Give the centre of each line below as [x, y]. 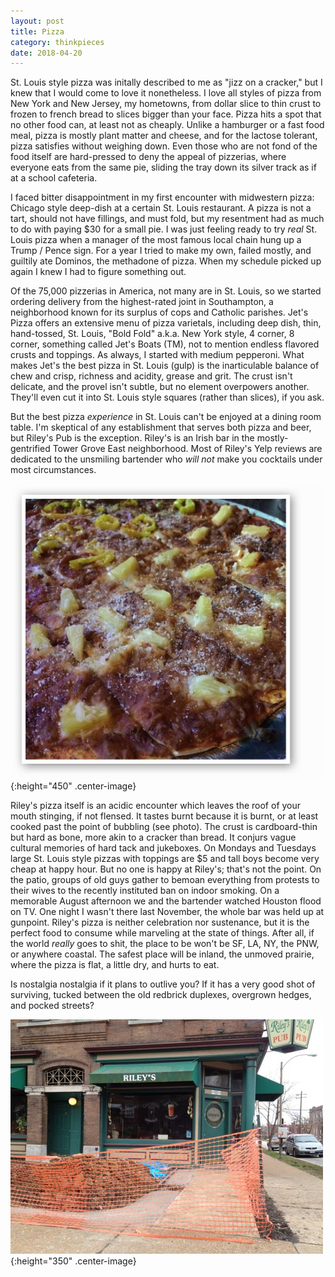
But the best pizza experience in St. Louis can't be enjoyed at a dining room [166, 417]
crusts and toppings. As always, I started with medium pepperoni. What [157, 355]
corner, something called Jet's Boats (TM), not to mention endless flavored [165, 344]
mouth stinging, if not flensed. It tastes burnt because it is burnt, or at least [164, 816]
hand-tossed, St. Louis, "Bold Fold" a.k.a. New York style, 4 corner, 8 [152, 334]
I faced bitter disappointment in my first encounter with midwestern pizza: [162, 197]
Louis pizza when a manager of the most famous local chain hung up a [156, 240]
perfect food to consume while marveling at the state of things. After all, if [162, 932]
